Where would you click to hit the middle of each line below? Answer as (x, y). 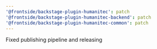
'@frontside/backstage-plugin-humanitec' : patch (68, 12)
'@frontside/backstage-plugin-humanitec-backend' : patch (78, 17)
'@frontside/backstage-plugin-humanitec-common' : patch (77, 23)
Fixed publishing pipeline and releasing (54, 40)
